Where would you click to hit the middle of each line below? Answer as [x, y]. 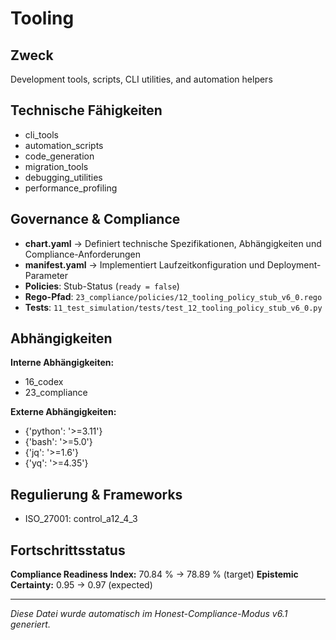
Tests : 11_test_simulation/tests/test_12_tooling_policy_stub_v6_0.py [173, 307]
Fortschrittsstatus [68, 550]
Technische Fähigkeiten [86, 110]
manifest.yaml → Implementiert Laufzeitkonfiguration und [144, 264]
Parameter [46, 275]
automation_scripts [64, 145]
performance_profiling [71, 188]
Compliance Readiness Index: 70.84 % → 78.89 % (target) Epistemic [154, 574]
